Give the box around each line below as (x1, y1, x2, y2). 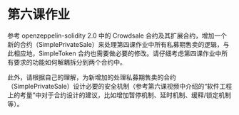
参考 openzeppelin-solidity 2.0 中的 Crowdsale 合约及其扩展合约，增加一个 (7, 31, 227, 40)
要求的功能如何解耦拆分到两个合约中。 (13, 57, 126, 66)
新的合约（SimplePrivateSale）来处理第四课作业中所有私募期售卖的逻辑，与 (7, 40, 230, 48)
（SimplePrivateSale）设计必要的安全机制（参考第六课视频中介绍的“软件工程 (7, 82, 233, 90)
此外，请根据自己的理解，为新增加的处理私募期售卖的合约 (7, 72, 176, 82)
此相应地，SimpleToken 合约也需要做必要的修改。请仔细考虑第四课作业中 (7, 49, 222, 57)
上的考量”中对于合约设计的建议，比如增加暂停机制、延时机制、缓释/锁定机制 (7, 90, 232, 99)
